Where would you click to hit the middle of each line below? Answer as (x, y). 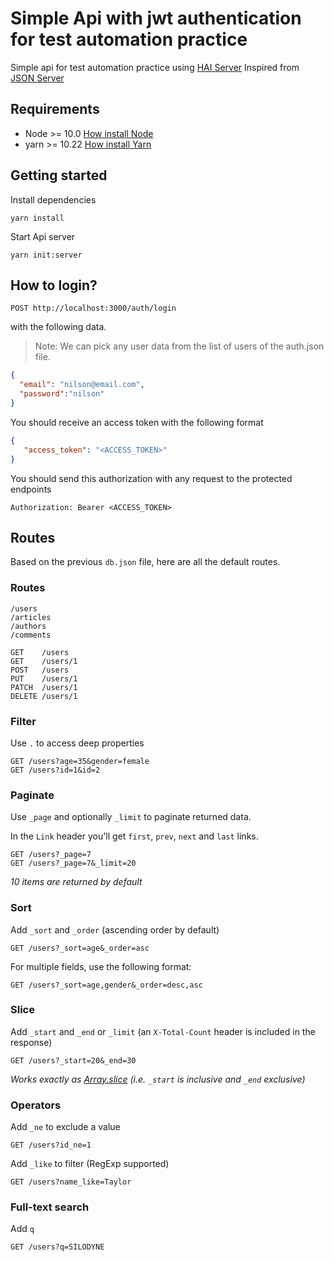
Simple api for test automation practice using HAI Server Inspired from (155, 67)
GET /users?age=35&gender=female (80, 761)
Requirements (55, 109)
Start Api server (43, 236)
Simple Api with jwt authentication (156, 18)
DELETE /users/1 (44, 696)
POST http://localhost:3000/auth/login (93, 308)
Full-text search (50, 1207)
